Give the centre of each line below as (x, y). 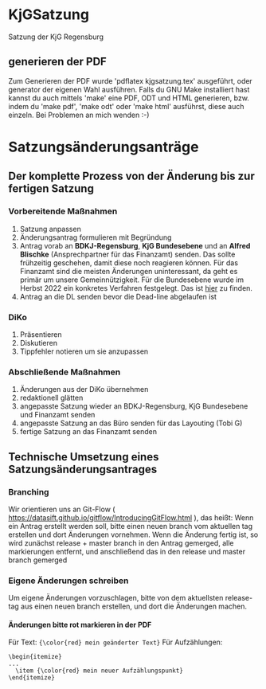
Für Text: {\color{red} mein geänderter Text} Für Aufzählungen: (115, 642)
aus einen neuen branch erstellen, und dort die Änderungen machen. (134, 606)
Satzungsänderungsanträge (104, 147)
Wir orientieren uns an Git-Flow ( (62, 509)
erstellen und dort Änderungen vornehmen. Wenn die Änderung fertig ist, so (133, 534)
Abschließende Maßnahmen (65, 372)
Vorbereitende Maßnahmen (63, 211)
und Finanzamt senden (57, 415)
